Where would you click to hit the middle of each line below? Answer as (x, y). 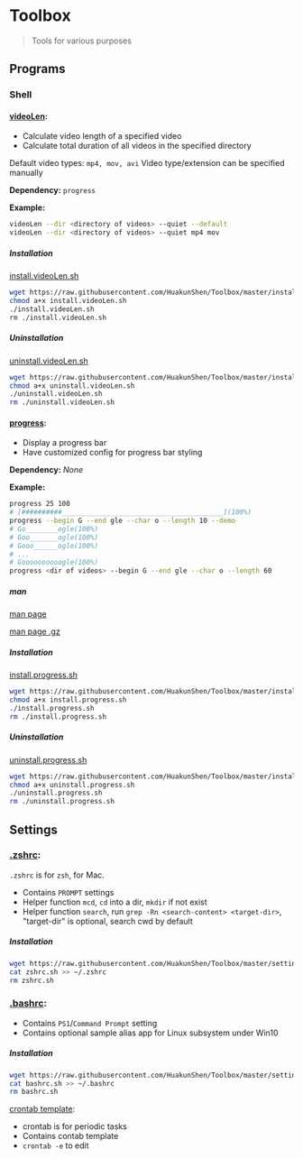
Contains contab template (70, 1136)
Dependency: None (46, 470)
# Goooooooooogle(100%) (54, 563)
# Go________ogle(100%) (54, 528)
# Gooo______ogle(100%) (54, 546)
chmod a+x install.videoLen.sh (68, 301)
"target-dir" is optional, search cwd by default (107, 921)
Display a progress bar (64, 443)
